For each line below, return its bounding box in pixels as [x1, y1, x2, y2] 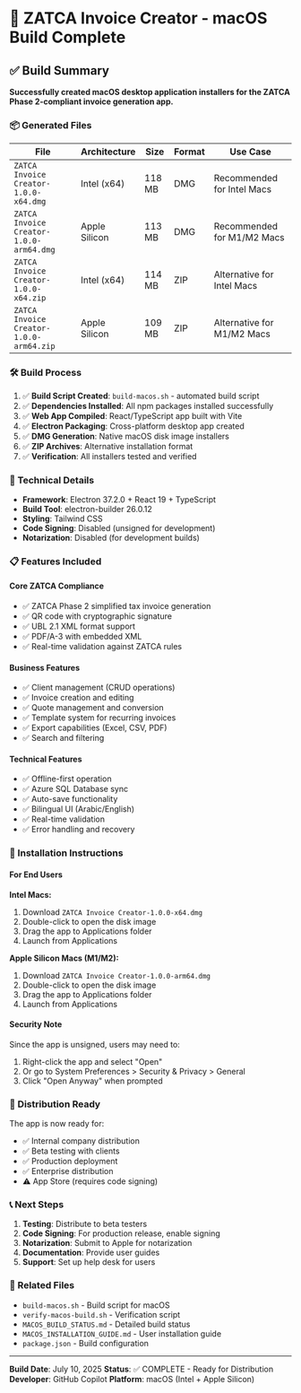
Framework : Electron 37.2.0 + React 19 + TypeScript [21, 493, 217, 505]
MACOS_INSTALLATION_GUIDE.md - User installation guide [21, 1328, 222, 1339]
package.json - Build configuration [21, 1337, 150, 1348]
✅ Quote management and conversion [21, 702, 164, 713]
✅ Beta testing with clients [21, 1145, 120, 1156]
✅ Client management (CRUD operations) [21, 682, 176, 693]
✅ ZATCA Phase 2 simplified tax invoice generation [21, 601, 211, 612]
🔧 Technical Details [9, 474, 95, 486]
